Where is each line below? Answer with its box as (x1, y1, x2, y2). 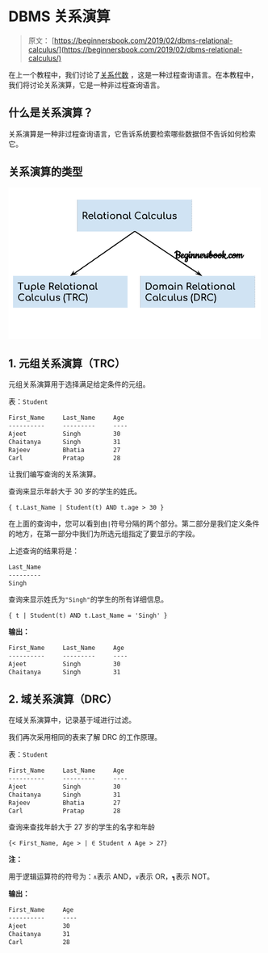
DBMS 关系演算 (8, 7, 111, 26)
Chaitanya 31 (8, 930, 70, 938)
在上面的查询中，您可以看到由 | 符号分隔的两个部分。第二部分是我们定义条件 (8, 518, 260, 529)
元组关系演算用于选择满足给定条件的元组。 (8, 380, 150, 389)
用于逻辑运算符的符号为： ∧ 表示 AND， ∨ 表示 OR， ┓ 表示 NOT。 (8, 871, 215, 881)
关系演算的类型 (8, 165, 83, 178)
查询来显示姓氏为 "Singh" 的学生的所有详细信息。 (8, 594, 169, 604)
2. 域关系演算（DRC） (8, 692, 119, 706)
